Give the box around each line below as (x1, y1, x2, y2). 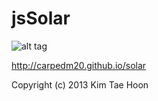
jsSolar (11, 7, 71, 30)
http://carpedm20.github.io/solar (11, 59, 147, 71)
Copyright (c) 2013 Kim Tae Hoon (11, 78, 149, 91)
